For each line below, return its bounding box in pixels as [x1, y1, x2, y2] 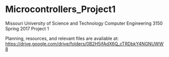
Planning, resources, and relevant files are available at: [5, 35, 119, 41]
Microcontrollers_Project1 [5, 4, 116, 15]
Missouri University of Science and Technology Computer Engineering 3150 [5, 20, 163, 26]
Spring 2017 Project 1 [5, 25, 49, 31]
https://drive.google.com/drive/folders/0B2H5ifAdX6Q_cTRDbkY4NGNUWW [5, 40, 164, 46]
